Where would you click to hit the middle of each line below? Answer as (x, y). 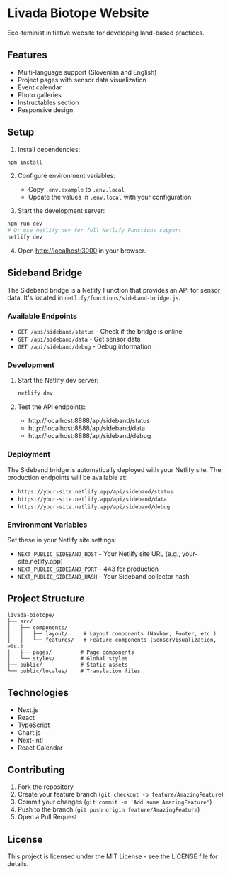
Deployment (29, 454)
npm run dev (25, 224)
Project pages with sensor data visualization (82, 80)
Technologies (38, 693)
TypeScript (34, 725)
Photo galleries (39, 94)
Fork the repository (46, 787)
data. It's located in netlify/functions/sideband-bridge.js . (94, 297)
